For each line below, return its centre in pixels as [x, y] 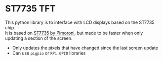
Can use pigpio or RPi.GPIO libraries [49, 53]
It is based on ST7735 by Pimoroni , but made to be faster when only [74, 33]
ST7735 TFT [30, 9]
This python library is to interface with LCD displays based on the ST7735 [80, 22]
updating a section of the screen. [39, 38]
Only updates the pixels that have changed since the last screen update [85, 48]
